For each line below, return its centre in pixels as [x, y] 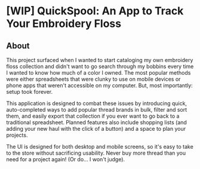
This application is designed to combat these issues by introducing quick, [96, 103]
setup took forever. [30, 92]
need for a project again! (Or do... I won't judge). [66, 159]
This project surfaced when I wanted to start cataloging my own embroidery [100, 60]
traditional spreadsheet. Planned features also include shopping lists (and [96, 122]
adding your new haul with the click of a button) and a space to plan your [96, 129]
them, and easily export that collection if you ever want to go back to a [93, 116]
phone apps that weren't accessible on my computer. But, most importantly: [99, 85]
